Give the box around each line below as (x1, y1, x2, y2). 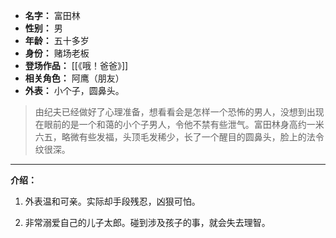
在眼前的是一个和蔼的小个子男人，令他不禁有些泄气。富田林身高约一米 (34, 119, 325, 130)
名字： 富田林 (24, 10, 81, 21)
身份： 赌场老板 (24, 47, 90, 59)
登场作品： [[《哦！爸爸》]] (24, 60, 129, 71)
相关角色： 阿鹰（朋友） (24, 72, 125, 84)
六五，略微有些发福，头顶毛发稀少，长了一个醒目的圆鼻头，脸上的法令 (34, 131, 325, 143)
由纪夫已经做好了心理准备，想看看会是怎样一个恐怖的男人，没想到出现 (34, 106, 325, 118)
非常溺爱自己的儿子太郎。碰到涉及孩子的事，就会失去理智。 (24, 217, 271, 228)
